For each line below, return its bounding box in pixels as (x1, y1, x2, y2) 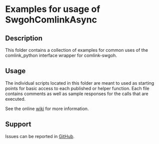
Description (5, 34, 42, 42)
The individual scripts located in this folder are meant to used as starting (5, 80, 154, 86)
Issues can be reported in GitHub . (5, 133, 75, 139)
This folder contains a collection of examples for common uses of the (5, 47, 148, 53)
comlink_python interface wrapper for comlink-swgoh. (5, 52, 117, 58)
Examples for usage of (5, 3, 100, 15)
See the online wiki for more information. (5, 106, 89, 112)
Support (5, 120, 31, 129)
